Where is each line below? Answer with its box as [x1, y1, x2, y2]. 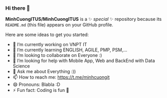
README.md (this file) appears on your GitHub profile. [5, 22, 113, 28]
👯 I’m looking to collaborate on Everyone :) [12, 52, 102, 58]
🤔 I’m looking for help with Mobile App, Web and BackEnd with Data [12, 58, 155, 64]
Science [12, 63, 30, 69]
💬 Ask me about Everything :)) [12, 69, 76, 75]
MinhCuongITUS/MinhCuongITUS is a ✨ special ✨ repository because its [5, 16, 162, 22]
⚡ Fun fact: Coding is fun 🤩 [12, 87, 69, 93]
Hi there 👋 [5, 5, 31, 12]
